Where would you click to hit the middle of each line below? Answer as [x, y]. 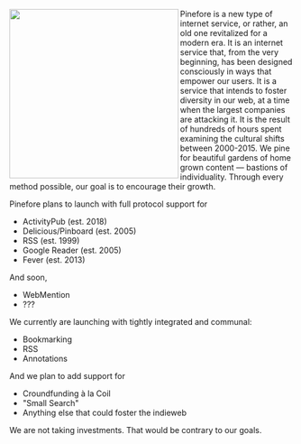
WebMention [46, 295]
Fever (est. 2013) [54, 260]
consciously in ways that [226, 71]
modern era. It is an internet [232, 42]
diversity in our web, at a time [235, 100]
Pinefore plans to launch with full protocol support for [109, 204]
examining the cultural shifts [233, 139]
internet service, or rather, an [234, 23]
